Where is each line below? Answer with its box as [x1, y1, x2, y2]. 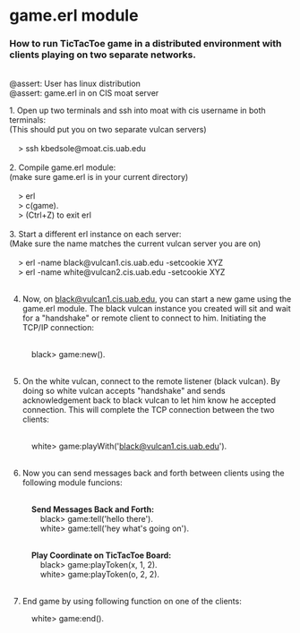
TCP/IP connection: [21, 322, 95, 333]
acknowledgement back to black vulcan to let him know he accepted [21, 395, 276, 406]
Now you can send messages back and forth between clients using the [21, 467, 285, 479]
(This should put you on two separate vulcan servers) [9, 124, 207, 135]
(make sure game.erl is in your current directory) [9, 172, 189, 183]
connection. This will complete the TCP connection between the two [21, 405, 275, 415]
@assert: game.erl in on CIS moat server [9, 88, 159, 98]
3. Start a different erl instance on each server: [9, 229, 182, 240]
